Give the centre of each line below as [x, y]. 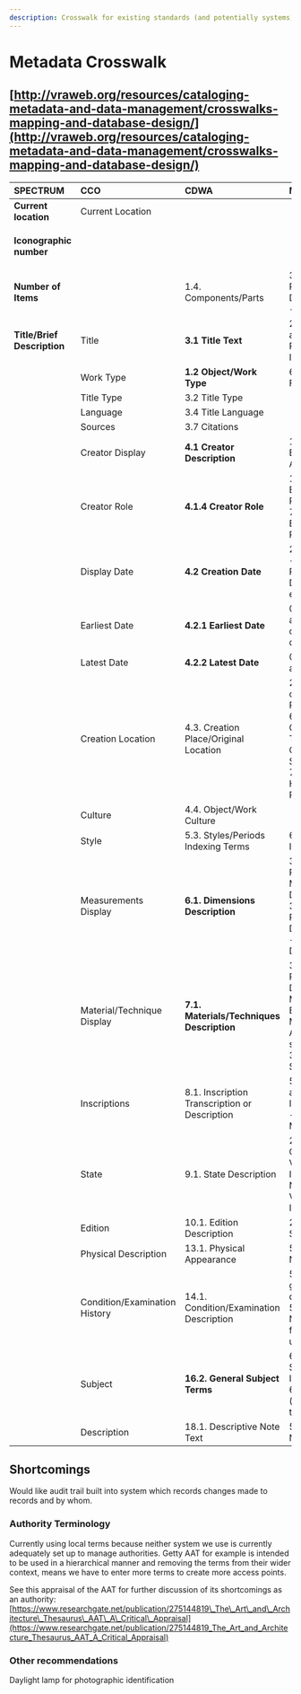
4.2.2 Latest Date [222, 663]
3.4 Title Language [224, 412]
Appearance [211, 1260]
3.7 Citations [212, 426]
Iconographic [43, 241]
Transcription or [219, 1103]
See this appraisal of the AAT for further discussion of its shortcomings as [146, 1589]
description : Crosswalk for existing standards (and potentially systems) [152, 18]
